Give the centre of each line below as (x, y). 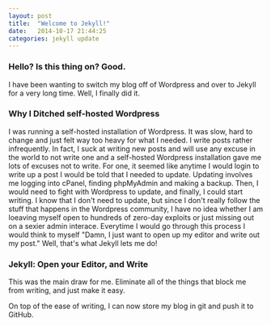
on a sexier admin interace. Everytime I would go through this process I (127, 226)
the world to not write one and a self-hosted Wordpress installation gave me (135, 157)
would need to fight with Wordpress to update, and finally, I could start (126, 192)
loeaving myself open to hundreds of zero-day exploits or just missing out (131, 217)
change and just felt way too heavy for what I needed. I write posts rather (131, 140)
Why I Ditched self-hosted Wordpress (84, 114)
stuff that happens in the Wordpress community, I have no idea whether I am (136, 209)
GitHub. (21, 315)
